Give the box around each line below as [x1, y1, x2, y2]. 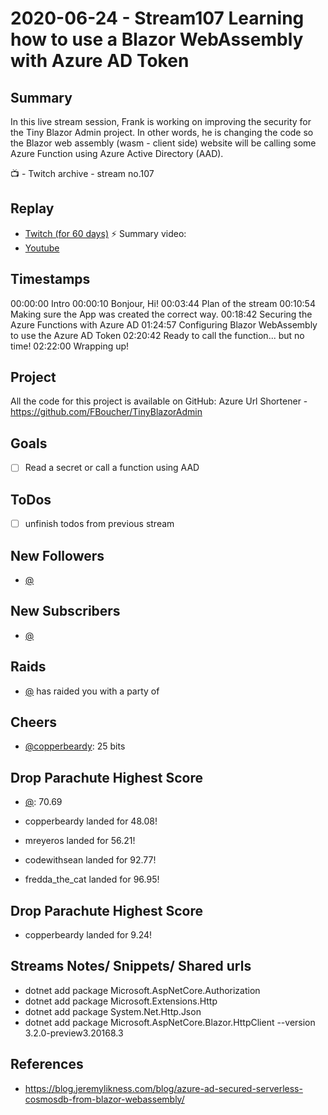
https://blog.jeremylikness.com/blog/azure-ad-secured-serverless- [24, 1082, 303, 1094]
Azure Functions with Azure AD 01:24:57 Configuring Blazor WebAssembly [10, 318, 318, 331]
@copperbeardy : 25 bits [24, 740, 126, 752]
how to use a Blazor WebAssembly [10, 28, 304, 51]
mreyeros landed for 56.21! [24, 835, 136, 847]
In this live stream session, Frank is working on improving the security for [10, 116, 312, 127]
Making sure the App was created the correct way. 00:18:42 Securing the [10, 308, 313, 320]
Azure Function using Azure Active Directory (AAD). [10, 148, 224, 159]
